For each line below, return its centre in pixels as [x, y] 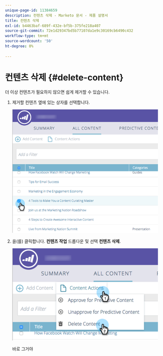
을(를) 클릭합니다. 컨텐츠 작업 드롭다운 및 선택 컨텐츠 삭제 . [66, 241]
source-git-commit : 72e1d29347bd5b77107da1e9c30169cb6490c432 [69, 31]
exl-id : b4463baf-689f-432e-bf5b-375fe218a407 [53, 26]
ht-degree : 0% [19, 46]
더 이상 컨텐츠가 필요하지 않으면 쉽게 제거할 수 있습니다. [57, 92]
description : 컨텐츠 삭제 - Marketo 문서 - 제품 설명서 [57, 15]
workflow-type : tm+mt [27, 36]
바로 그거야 [23, 349]
